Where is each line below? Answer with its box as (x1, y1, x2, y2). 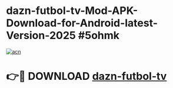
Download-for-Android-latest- (6, 16, 158, 30)
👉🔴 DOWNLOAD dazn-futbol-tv (6, 70, 167, 83)
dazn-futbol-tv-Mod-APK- (6, 4, 138, 17)
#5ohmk (78, 29, 119, 42)
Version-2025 (6, 29, 76, 42)
